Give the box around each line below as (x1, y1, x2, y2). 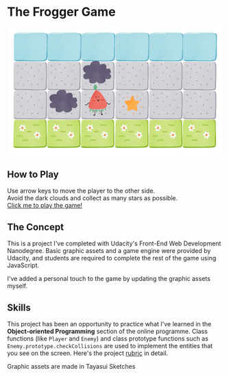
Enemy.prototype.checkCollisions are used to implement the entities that (7, 341, 213, 350)
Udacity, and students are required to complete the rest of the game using (7, 254, 217, 263)
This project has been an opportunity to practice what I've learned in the (7, 319, 212, 328)
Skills (7, 302, 31, 313)
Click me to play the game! (7, 202, 83, 210)
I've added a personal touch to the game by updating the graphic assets (7, 275, 210, 283)
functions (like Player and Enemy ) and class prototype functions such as (7, 334, 209, 343)
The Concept (7, 221, 64, 233)
